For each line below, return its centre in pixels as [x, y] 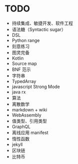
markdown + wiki [30, 109]
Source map [24, 63]
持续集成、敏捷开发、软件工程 [42, 23]
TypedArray [24, 81]
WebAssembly [27, 115]
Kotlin [18, 58]
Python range [26, 40]
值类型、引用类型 [29, 121]
